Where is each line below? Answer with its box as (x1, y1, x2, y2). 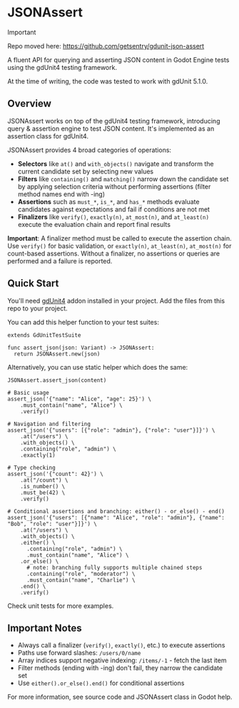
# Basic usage (7, 389, 50, 396)
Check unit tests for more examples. (7, 601, 114, 610)
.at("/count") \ (20, 476, 69, 484)
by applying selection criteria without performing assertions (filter (17, 182, 211, 191)
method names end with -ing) (17, 190, 106, 198)
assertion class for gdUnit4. (7, 131, 89, 140)
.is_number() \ (20, 482, 66, 490)
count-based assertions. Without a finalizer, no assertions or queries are (7, 249, 220, 258)
